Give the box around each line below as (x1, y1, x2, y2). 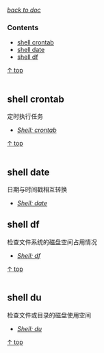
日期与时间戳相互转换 (7, 185, 67, 194)
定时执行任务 (7, 112, 43, 120)
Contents (7, 23, 39, 32)
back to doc (7, 6, 41, 14)
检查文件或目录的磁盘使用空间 (7, 311, 91, 319)
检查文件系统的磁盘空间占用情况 (7, 237, 97, 246)
